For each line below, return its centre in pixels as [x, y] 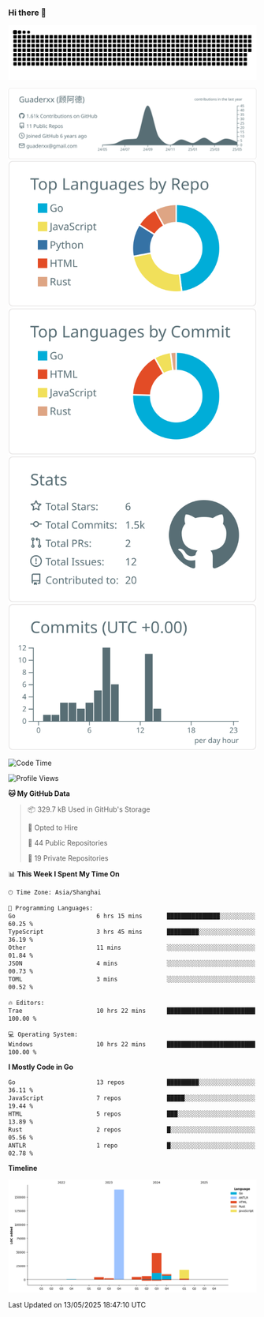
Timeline [23, 1168]
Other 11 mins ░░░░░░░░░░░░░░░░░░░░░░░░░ [132, 947]
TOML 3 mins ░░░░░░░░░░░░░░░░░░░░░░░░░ [132, 979]
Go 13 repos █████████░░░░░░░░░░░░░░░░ [132, 1082]
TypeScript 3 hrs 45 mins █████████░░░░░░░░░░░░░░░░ [132, 932]
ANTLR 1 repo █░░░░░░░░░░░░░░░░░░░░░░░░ [132, 1145]
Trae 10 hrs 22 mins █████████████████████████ [132, 1011]
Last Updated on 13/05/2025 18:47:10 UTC [77, 1305]
